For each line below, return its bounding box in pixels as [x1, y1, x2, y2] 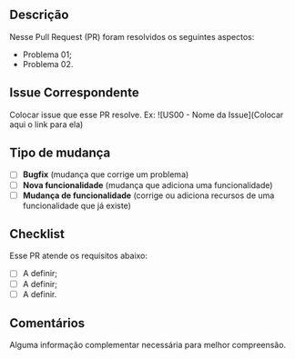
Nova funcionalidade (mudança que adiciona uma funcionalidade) [22, 179, 273, 190]
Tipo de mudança [9, 145, 111, 161]
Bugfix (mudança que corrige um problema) [22, 169, 189, 180]
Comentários [9, 315, 86, 331]
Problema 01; [22, 49, 73, 60]
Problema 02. [22, 58, 74, 69]
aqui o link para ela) [9, 118, 84, 130]
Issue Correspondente [9, 85, 139, 101]
